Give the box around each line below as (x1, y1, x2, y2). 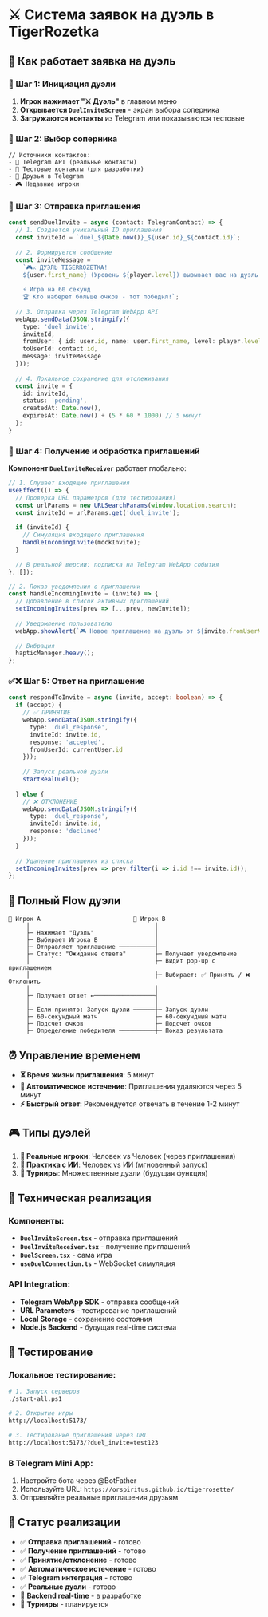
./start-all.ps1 (8, 1395, 62, 1403)
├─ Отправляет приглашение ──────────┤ (26, 943, 159, 951)
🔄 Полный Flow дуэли (8, 894, 121, 907)
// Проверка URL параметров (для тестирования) (15, 493, 177, 502)
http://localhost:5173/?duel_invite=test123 (8, 1438, 159, 1446)
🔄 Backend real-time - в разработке (19, 1591, 142, 1600)
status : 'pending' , (22, 397, 88, 405)
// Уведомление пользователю (15, 619, 112, 627)
